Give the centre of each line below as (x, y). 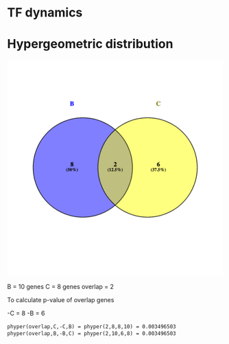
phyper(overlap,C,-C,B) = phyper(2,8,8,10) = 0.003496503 (92, 327)
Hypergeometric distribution (90, 44)
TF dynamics (45, 13)
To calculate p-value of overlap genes (61, 300)
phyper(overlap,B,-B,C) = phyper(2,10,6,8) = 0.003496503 (92, 334)
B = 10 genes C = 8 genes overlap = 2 (61, 287)
